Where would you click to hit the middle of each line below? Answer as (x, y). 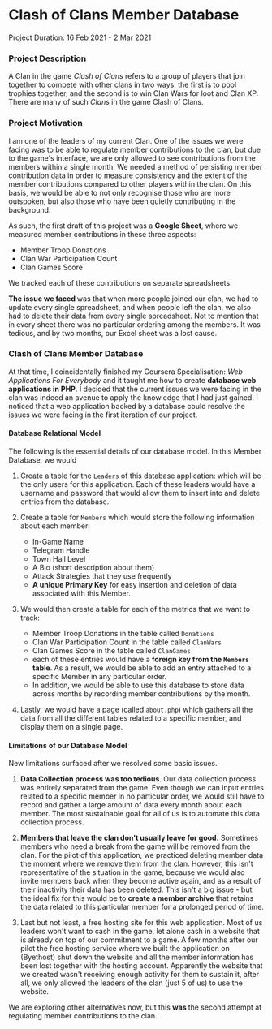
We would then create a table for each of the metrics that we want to (135, 609)
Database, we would (43, 460)
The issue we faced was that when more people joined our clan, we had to (134, 299)
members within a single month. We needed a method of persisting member (136, 166)
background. (30, 209)
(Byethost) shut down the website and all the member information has (137, 957)
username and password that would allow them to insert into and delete (140, 493)
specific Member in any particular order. (99, 677)
